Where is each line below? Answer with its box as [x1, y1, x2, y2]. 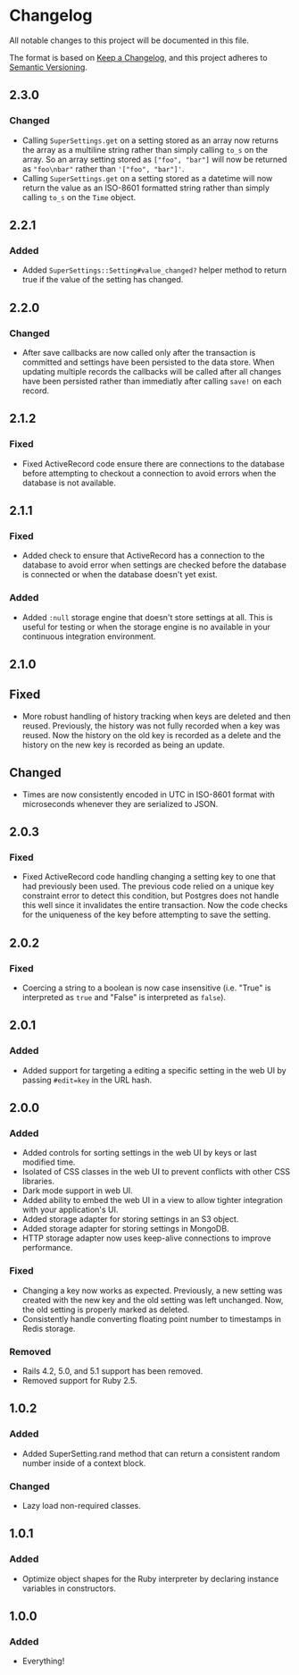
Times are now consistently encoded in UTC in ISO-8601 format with [21, 788, 275, 800]
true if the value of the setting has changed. [21, 274, 184, 285]
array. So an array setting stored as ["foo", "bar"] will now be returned [21, 154, 287, 164]
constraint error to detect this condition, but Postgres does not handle [21, 890, 279, 901]
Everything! [21, 1655, 65, 1667]
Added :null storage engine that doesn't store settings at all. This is [21, 611, 274, 622]
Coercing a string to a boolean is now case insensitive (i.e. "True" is [21, 982, 271, 993]
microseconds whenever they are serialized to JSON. [21, 798, 219, 809]
